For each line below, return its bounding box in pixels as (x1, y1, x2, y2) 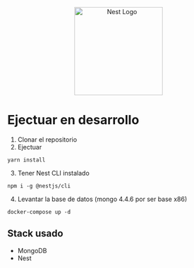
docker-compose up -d (7, 208, 71, 215)
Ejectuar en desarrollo (7, 112, 140, 128)
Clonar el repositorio (17, 135, 78, 144)
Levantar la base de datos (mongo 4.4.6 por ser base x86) (17, 195, 188, 203)
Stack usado (7, 228, 63, 240)
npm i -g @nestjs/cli (7, 182, 71, 190)
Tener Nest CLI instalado (17, 169, 90, 177)
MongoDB (17, 246, 47, 255)
